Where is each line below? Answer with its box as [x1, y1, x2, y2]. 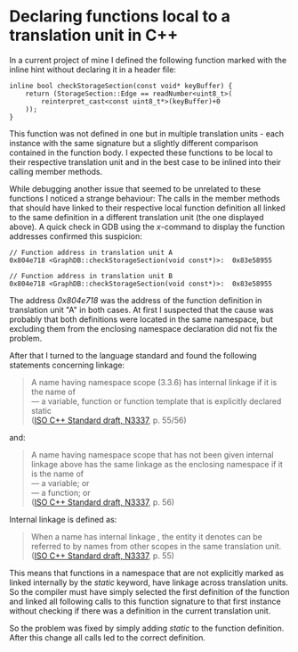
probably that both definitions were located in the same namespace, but [9, 314, 273, 325]
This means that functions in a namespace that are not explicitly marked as [9, 567, 285, 578]
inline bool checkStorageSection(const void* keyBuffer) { [9, 81, 233, 90]
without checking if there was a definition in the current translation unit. [9, 605, 271, 616]
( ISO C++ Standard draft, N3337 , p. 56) [30, 497, 175, 508]
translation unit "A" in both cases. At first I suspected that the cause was [9, 304, 274, 315]
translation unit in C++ [9, 25, 179, 45]
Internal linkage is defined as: [9, 514, 117, 524]
